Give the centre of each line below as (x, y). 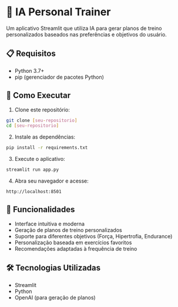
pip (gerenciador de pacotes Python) (59, 77)
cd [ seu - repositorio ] (33, 126)
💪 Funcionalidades (41, 210)
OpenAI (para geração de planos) (55, 297)
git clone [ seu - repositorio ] (42, 120)
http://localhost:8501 (34, 192)
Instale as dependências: (45, 137)
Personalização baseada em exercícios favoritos (73, 242)
